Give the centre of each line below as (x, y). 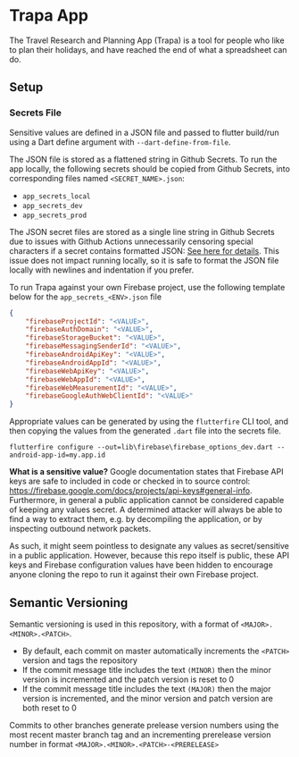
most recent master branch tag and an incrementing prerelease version (140, 735)
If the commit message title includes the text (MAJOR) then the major (146, 688)
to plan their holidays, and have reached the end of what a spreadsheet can (148, 49)
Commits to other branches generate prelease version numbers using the (144, 725)
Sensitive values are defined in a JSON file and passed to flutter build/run (144, 132)
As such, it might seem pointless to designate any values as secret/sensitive (149, 546)
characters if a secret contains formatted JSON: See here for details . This (144, 250)
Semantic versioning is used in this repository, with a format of (124, 624)
